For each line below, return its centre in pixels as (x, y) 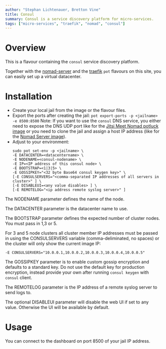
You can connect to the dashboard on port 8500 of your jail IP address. (78, 341)
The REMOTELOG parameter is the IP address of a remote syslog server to (81, 287)
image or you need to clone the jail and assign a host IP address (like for (86, 131)
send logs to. (18, 293)
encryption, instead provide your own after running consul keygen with (77, 272)
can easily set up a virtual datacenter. (43, 77)
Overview (26, 48)
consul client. (19, 278)
